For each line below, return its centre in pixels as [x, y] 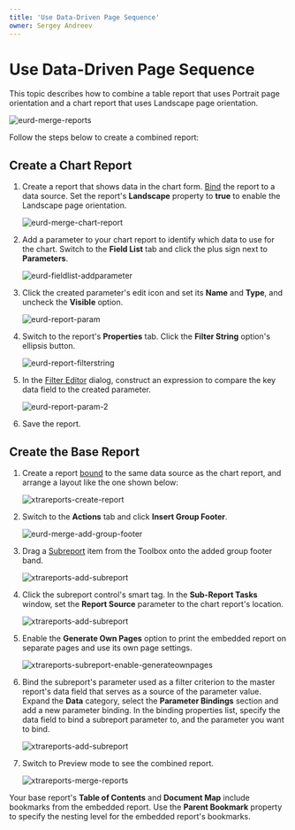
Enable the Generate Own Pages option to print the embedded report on [154, 639]
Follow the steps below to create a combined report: [104, 137]
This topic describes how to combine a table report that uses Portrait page [144, 94]
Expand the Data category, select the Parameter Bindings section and [150, 701]
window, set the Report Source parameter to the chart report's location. [153, 604]
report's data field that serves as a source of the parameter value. [142, 692]
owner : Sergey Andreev [51, 26]
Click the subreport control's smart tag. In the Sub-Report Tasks [140, 595]
